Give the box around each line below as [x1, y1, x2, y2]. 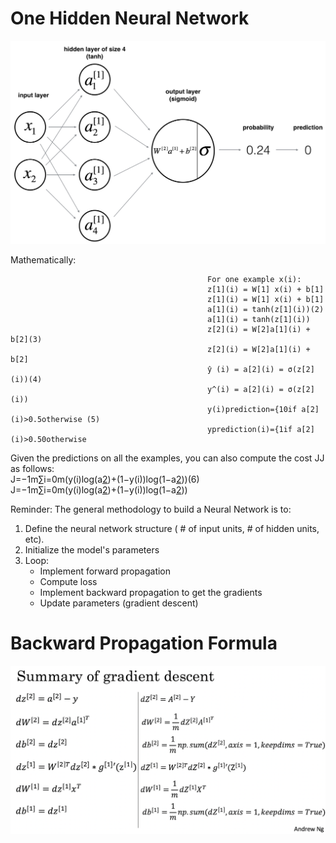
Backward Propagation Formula [10, 632, 278, 655]
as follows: [10, 463, 55, 475]
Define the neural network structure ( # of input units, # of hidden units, [24, 523, 320, 535]
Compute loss [39, 576, 98, 588]
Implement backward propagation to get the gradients [39, 587, 263, 599]
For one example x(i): [207, 275, 302, 285]
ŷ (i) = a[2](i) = [207, 365, 284, 375]
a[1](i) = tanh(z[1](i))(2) [207, 305, 325, 315]
